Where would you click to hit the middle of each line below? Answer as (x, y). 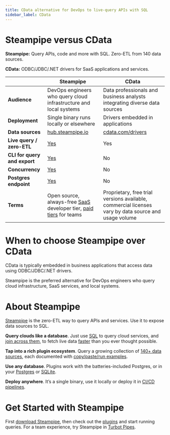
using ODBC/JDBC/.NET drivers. (39, 271)
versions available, (125, 199)
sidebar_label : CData (28, 15)
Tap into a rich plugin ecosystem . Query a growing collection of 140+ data (83, 351)
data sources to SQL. (27, 326)
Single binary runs (69, 117)
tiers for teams (65, 215)
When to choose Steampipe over (75, 241)
